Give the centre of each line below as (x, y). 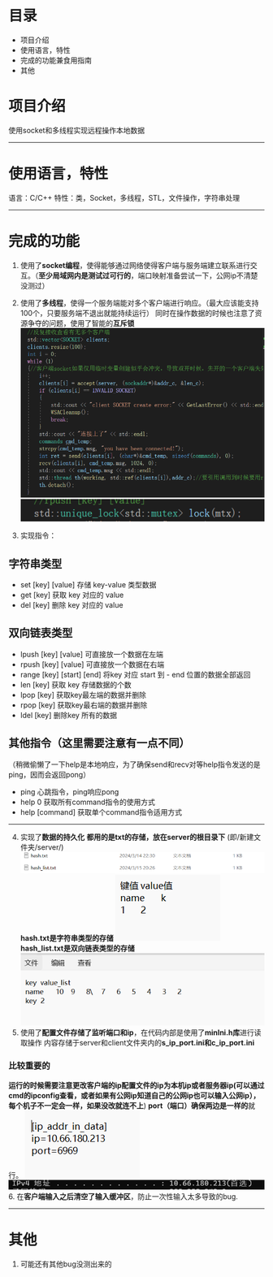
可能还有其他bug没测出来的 (66, 1264)
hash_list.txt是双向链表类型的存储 (78, 948)
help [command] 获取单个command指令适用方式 (101, 812)
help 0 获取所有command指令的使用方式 (88, 802)
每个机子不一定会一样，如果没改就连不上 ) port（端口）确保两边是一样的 (128, 1106)
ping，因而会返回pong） (50, 774)
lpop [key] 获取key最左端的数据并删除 (83, 695)
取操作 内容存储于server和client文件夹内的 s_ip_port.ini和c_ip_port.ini (137, 1043)
